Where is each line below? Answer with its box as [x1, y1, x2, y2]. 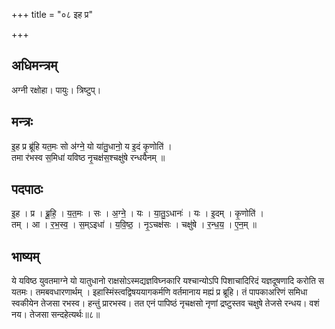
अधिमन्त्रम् [11, 57, 58, 74]
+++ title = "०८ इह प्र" [11, 9, 93, 20]
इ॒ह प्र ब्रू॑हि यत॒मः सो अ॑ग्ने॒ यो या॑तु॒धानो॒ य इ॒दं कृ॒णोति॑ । [11, 140, 173, 152]
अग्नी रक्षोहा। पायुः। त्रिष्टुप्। [11, 84, 102, 96]
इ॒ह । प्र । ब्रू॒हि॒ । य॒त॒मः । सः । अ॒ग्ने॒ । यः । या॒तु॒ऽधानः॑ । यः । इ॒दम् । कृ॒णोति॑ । [11, 207, 264, 219]
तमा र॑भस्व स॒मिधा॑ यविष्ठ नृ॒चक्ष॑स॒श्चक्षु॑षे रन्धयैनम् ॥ [11, 151, 166, 163]
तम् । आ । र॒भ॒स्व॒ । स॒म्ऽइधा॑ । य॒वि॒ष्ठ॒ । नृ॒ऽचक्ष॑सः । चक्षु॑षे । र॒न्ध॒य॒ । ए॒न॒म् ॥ [11, 219, 257, 231]
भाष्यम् [11, 248, 40, 265]
